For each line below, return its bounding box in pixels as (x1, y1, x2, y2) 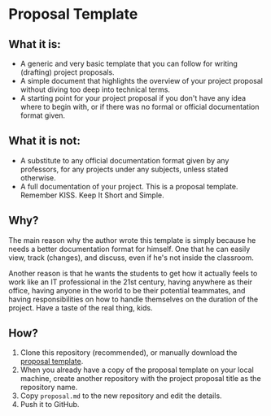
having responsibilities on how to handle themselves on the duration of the (8, 294, 259, 304)
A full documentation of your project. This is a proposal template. (20, 181, 238, 191)
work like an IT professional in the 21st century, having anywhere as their (8, 277, 253, 287)
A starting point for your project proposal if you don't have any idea (20, 93, 247, 102)
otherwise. (20, 172, 57, 183)
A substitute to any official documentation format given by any (20, 155, 229, 165)
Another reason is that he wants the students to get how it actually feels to (8, 268, 258, 278)
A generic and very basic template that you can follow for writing (20, 58, 238, 68)
